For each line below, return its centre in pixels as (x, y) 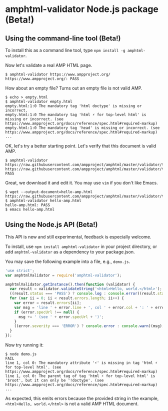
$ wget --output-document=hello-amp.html (49, 192)
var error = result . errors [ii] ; (48, 303)
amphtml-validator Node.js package (82, 9)
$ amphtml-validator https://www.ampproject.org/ (58, 74)
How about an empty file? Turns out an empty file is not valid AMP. (74, 88)
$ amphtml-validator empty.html (39, 101)
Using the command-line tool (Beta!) (63, 38)
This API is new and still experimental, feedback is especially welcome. (78, 236)
